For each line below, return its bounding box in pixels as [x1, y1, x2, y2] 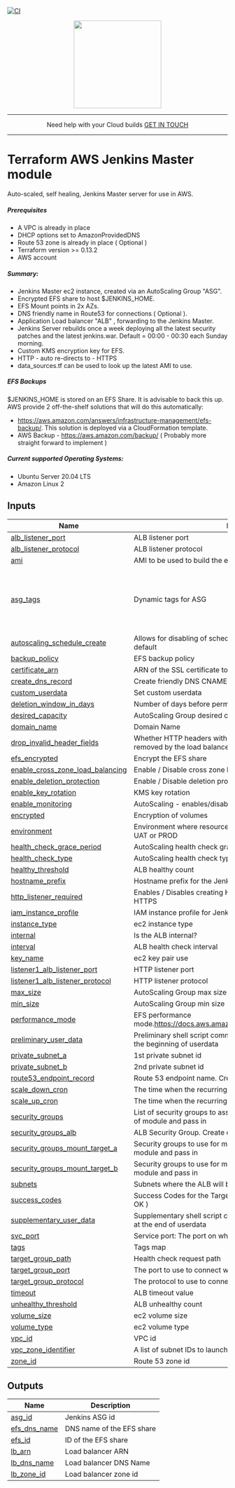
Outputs [7, 1380, 44, 1392]
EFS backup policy [134, 653, 195, 663]
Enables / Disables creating [134, 887, 224, 897]
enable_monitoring [10, 799, 72, 809]
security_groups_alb [10, 1127, 77, 1137]
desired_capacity [10, 710, 68, 720]
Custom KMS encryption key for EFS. [17, 346, 124, 355]
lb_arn [10, 1447, 31, 1456]
